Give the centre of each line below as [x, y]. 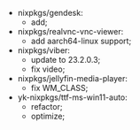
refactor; [47, 107]
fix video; [48, 69]
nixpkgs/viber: [44, 50]
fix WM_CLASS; [59, 88]
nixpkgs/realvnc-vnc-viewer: [70, 31]
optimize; [48, 116]
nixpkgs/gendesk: [50, 13]
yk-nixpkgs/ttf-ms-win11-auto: [73, 97]
